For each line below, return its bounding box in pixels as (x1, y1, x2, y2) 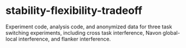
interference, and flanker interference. (18, 35, 111, 42)
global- (162, 29, 180, 36)
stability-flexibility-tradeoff (5, 4, 142, 17)
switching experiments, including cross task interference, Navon (5, 29, 162, 36)
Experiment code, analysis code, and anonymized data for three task (5, 23, 172, 30)
